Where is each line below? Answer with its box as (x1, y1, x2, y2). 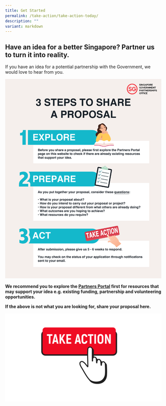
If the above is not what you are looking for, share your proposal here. (5, 304, 151, 309)
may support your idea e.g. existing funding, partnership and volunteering (5, 289, 162, 295)
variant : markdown (5, 24, 43, 29)
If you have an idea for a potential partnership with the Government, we (5, 64, 151, 70)
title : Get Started (5, 8, 46, 13)
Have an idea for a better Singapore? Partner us (5, 43, 155, 51)
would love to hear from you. (5, 69, 64, 75)
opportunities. (5, 294, 36, 300)
